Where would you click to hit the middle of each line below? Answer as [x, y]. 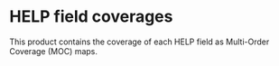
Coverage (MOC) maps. [53, 51]
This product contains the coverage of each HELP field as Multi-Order [139, 42]
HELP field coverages [91, 17]
